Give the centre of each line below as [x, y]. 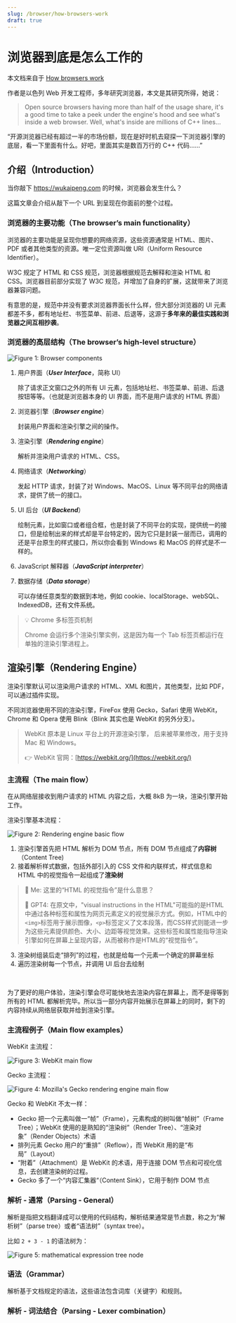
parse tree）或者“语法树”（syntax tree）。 [88, 1226]
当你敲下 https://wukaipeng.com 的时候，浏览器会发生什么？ [95, 188]
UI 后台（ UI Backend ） [51, 509]
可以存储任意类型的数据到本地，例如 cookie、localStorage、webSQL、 [120, 596]
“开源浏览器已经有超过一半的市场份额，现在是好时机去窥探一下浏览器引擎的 [117, 137]
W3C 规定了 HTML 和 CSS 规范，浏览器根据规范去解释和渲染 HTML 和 [109, 272]
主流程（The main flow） [50, 780]
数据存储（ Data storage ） [55, 581]
